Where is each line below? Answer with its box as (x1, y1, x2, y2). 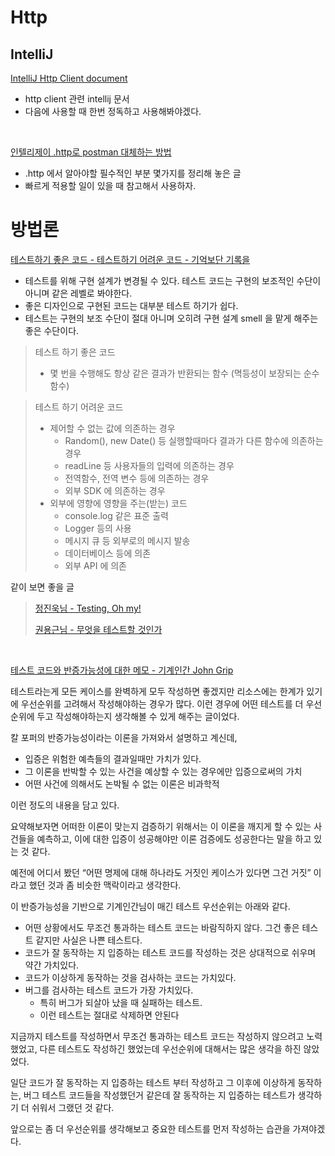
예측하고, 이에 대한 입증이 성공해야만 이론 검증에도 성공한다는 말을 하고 (36, 832, 312, 845)
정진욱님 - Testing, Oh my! (34, 602, 142, 614)
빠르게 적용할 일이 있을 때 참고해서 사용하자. (24, 180, 197, 191)
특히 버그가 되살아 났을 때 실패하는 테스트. (39, 996, 203, 1008)
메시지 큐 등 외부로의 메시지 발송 (64, 534, 191, 546)
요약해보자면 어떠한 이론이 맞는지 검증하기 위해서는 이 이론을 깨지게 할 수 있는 (10, 820, 312, 832)
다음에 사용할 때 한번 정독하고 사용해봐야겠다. (24, 106, 202, 117)
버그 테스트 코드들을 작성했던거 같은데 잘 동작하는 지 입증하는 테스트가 (23, 1089, 296, 1101)
